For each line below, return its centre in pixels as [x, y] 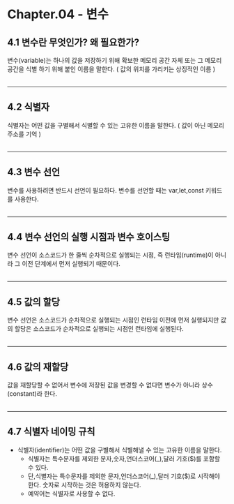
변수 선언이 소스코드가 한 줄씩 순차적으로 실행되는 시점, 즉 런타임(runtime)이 [110, 255]
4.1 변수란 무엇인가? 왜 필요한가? [73, 42]
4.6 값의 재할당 [38, 367]
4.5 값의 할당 [34, 302]
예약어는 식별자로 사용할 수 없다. [71, 494]
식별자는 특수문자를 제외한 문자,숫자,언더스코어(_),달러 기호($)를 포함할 [124, 459]
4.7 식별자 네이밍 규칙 [51, 432]
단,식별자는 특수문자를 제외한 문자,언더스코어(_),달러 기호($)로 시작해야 [124, 476]
